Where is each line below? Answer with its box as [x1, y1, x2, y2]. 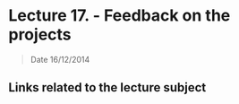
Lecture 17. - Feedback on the [8, 5, 231, 26]
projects [8, 24, 73, 45]
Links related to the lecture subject [8, 80, 207, 95]
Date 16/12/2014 [30, 54, 90, 65]
